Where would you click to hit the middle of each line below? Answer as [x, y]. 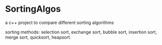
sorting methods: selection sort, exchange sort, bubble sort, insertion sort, [81, 32]
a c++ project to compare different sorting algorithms [59, 22]
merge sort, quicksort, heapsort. [38, 37]
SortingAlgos [33, 9]
